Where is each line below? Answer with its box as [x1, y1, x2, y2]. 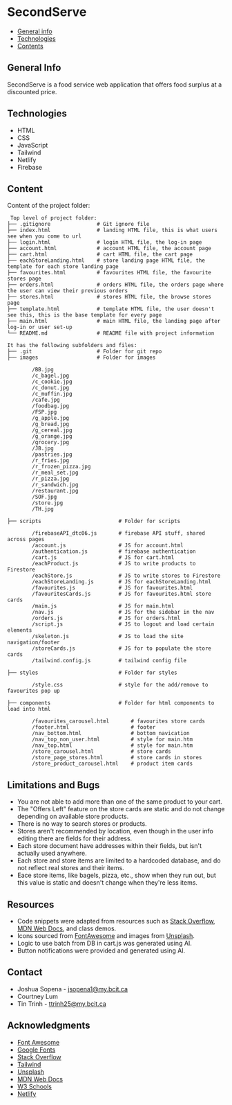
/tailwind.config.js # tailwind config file [32, 657, 187, 664]
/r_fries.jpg [32, 457, 70, 464]
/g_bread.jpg [32, 421, 70, 428]
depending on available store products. [17, 812, 129, 821]
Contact [7, 966, 43, 978]
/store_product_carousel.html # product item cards [32, 760, 193, 768]
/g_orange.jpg [32, 433, 72, 440]
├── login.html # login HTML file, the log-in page [7, 239, 202, 246]
